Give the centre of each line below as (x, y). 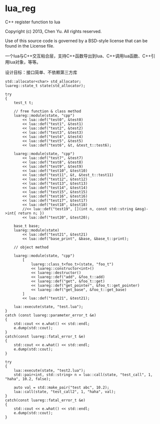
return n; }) (31, 213)
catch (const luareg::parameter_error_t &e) (51, 315)
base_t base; (27, 226)
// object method (31, 247)
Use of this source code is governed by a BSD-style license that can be (76, 41)
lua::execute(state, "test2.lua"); (50, 370)
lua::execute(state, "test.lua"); (48, 306)
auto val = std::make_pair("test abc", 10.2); (62, 387)
